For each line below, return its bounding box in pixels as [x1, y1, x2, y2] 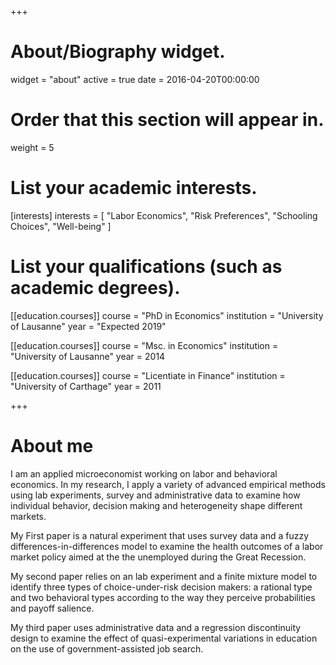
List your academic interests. [10, 177, 258, 200]
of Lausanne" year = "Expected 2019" [10, 320, 167, 332]
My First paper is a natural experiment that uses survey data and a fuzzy [10, 529, 310, 541]
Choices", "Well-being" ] [10, 220, 112, 232]
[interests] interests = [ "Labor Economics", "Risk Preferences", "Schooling [10, 209, 318, 221]
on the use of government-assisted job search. [10, 642, 204, 655]
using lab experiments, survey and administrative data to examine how [10, 489, 301, 501]
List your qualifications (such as [10, 256, 283, 278]
